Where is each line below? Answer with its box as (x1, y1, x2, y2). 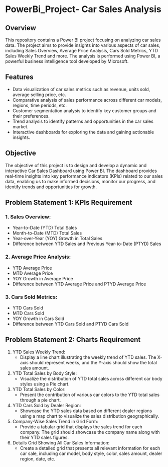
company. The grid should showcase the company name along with (20, 429, 160, 435)
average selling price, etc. (12, 92, 66, 98)
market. (12, 123, 29, 129)
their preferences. (12, 113, 50, 119)
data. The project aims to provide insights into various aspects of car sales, (5, 42, 160, 48)
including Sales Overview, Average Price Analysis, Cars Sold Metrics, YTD (5, 48, 158, 53)
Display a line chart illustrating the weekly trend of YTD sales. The (20, 354, 156, 360)
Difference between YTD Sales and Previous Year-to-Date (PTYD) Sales (12, 241, 161, 247)
